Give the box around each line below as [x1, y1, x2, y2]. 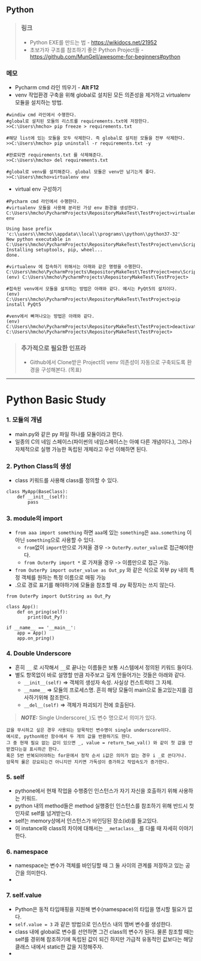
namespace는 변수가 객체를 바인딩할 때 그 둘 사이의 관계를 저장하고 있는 [14, 862, 184, 869]
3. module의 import [6, 514, 63, 522]
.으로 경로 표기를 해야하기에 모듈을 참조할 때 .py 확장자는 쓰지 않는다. [14, 581, 176, 588]
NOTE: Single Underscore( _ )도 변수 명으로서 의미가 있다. [20, 714, 157, 721]
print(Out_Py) [28, 614, 63, 620]
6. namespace [6, 847, 48, 855]
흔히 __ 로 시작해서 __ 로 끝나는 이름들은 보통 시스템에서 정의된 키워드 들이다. [14, 663, 193, 671]
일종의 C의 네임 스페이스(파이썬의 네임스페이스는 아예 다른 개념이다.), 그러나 [14, 438, 192, 445]
